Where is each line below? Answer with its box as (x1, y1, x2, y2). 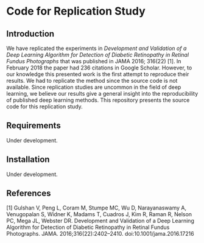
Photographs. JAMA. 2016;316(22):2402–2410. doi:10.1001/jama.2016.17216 (6, 230, 194, 238)
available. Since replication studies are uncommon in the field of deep (6, 83, 181, 91)
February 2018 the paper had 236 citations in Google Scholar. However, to (6, 64, 192, 71)
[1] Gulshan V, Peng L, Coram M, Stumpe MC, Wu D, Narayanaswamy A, (6, 204, 187, 211)
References (6, 188, 51, 199)
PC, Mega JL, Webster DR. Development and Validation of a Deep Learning (6, 217, 195, 225)
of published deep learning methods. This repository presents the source (6, 96, 190, 104)
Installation (6, 154, 50, 165)
